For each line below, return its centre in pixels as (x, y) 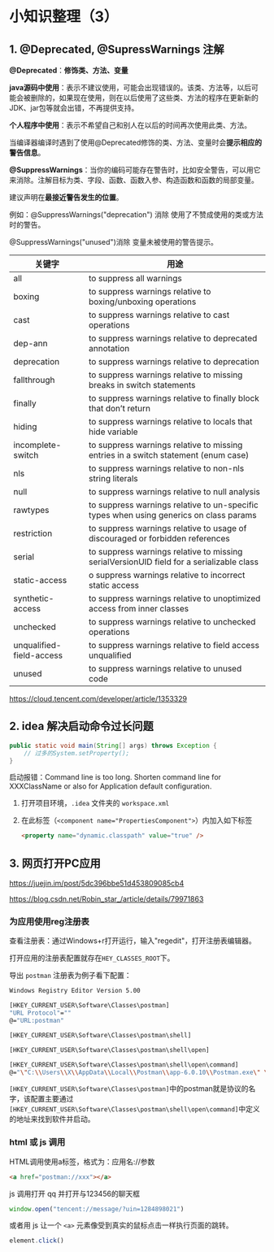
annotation (109, 348)
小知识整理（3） (64, 17)
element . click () (37, 1241)
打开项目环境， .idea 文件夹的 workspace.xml (95, 803)
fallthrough (34, 380)
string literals (114, 478)
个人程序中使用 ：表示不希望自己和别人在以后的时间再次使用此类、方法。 (130, 125)
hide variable (113, 432)
